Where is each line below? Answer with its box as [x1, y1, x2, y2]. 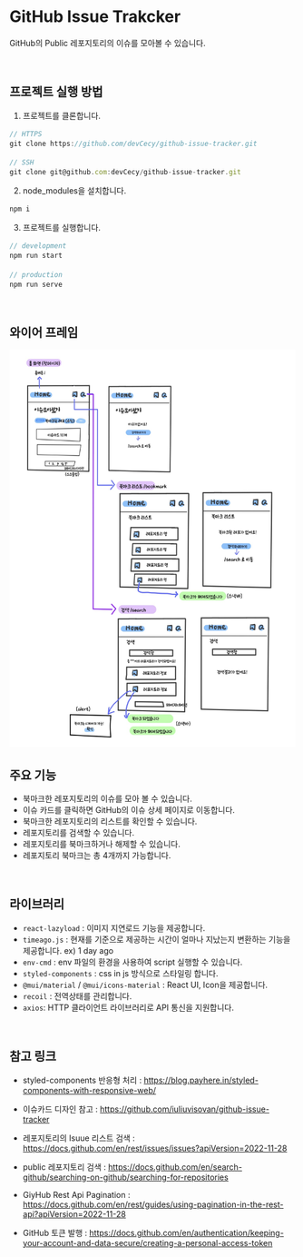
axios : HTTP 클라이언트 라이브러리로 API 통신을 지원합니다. [22, 1002, 234, 1013]
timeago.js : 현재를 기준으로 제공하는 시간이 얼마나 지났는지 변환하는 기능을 [22, 934, 291, 945]
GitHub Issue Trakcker [9, 6, 181, 27]
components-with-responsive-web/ [22, 1084, 157, 1095]
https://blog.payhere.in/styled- [143, 1074, 259, 1085]
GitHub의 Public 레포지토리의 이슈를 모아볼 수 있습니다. [9, 37, 206, 48]
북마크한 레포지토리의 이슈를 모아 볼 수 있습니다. [22, 793, 192, 804]
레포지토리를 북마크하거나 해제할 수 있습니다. [22, 838, 181, 849]
